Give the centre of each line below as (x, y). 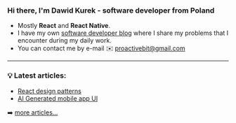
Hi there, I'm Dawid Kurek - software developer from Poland (111, 10)
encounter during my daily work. (65, 41)
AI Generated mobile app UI (58, 98)
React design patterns (50, 91)
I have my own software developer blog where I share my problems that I (123, 33)
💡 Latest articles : (37, 75)
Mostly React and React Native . (64, 26)
